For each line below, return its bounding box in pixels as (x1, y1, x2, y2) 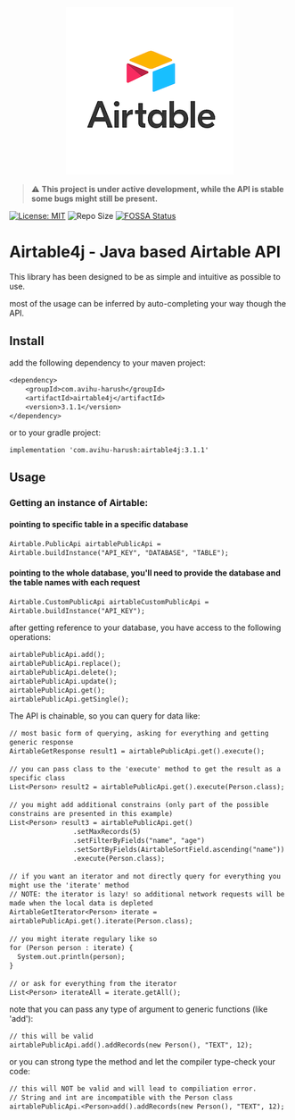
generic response (9, 738, 74, 747)
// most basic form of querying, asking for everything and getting (9, 729, 269, 738)
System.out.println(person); (17, 953, 126, 962)
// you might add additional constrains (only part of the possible (9, 801, 269, 810)
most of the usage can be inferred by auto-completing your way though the (9, 298, 287, 308)
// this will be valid (9, 1032, 94, 1041)
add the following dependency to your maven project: (9, 357, 207, 368)
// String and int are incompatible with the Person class (9, 1093, 234, 1102)
